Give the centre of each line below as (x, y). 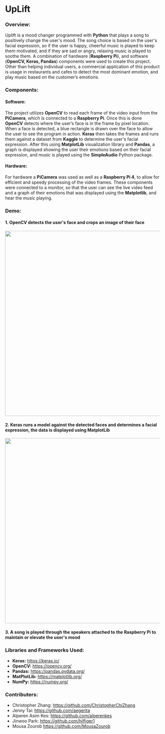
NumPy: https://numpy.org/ (40, 682)
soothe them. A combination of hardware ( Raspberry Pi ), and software (77, 56)
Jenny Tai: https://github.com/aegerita (51, 711)
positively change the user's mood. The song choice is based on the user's (81, 40)
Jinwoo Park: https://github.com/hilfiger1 (53, 721)
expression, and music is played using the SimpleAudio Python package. (79, 155)
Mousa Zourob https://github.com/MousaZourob (61, 726)
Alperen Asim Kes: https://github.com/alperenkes (62, 716)
